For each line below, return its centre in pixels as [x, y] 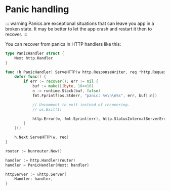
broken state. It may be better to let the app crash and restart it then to [79, 28]
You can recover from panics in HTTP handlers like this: [63, 44]
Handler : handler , [34, 179]
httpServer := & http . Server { [36, 174]
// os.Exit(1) [47, 109]
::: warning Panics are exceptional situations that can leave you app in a [80, 23]
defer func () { [30, 77]
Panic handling [37, 9]
